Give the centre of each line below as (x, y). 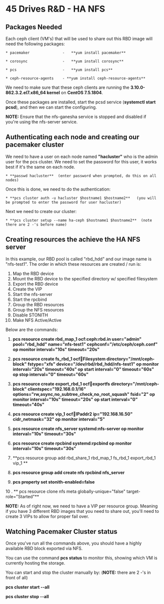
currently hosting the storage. (35, 563)
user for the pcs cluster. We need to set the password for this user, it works (81, 161)
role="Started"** (22, 496)
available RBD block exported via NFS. (44, 548)
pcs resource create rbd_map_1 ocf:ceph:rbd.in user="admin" (77, 339)
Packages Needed (34, 27)
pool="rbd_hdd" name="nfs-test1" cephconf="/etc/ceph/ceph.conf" (85, 344)
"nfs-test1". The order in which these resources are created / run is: (73, 264)
